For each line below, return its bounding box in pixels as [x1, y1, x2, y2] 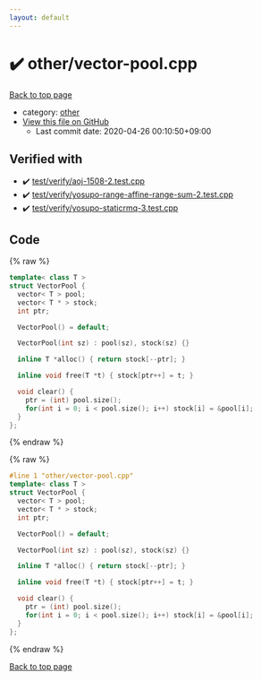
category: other [21, 107, 80, 117]
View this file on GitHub [21, 116, 110, 126]
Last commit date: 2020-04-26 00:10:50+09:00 [35, 125, 212, 136]
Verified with [9, 151, 83, 167]
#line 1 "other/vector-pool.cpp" [9, 471, 134, 480]
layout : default [9, 13, 70, 22]
